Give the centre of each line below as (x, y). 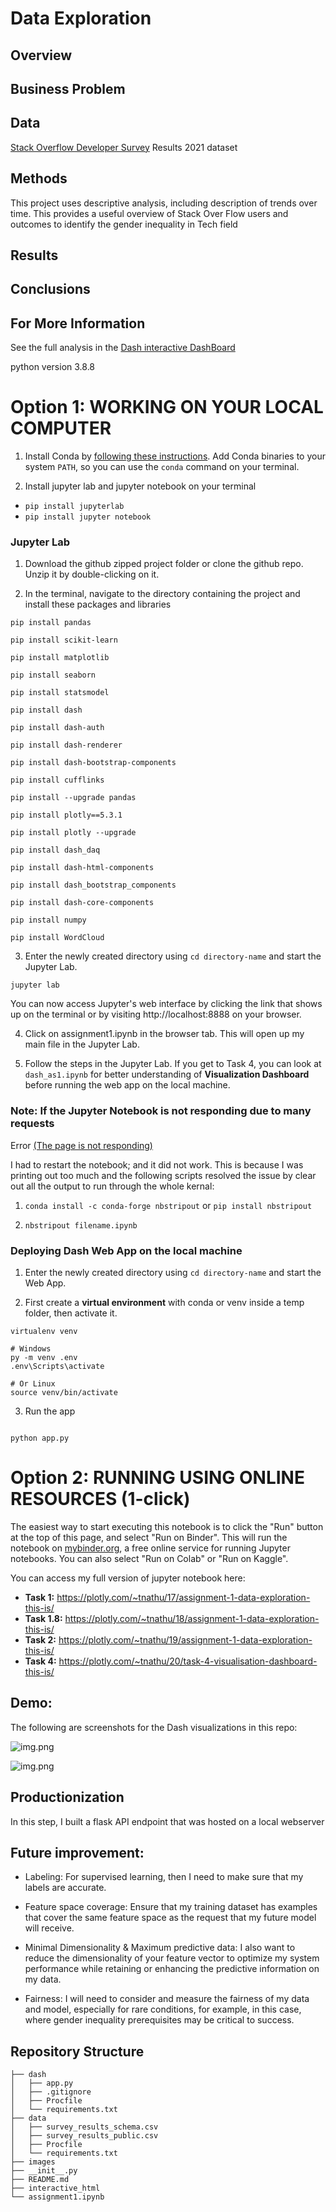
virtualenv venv (44, 1332)
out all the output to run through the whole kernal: (112, 1186)
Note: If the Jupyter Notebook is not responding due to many (161, 1111)
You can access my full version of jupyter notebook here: (128, 1578)
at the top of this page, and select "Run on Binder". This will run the (149, 1537)
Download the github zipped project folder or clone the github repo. (164, 564)
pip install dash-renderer (66, 745)
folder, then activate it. (71, 1313)
